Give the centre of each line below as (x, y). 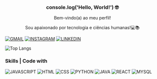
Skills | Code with (26, 61)
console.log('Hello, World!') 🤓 (82, 7)
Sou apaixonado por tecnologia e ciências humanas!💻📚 (82, 28)
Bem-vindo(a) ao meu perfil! (82, 18)
